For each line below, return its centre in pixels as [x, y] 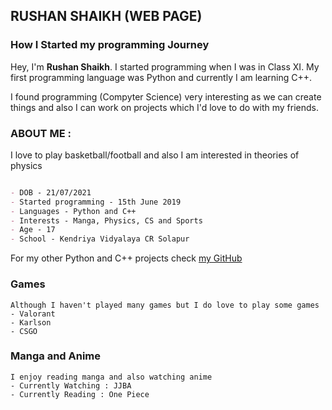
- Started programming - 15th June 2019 [96, 202]
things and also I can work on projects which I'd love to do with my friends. [164, 107]
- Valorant [33, 314]
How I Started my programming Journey [110, 45]
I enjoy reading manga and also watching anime [111, 377]
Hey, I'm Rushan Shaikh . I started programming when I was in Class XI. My [165, 66]
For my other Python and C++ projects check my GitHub [126, 258]
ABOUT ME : [41, 133]
